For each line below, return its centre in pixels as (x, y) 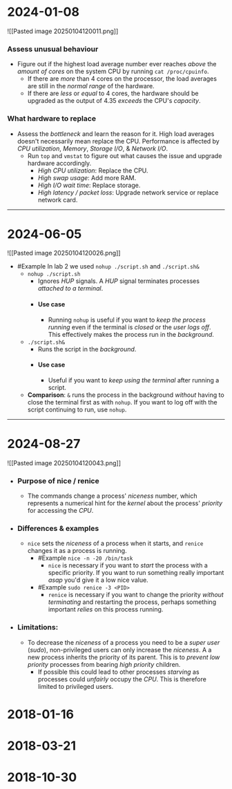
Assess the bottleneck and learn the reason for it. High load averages (116, 134)
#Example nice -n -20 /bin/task (85, 558)
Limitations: (38, 627)
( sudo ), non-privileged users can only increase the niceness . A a (119, 650)
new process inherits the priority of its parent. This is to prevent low (124, 657)
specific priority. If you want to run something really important (136, 573)
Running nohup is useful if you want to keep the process (127, 320)
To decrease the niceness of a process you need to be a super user (124, 642)
